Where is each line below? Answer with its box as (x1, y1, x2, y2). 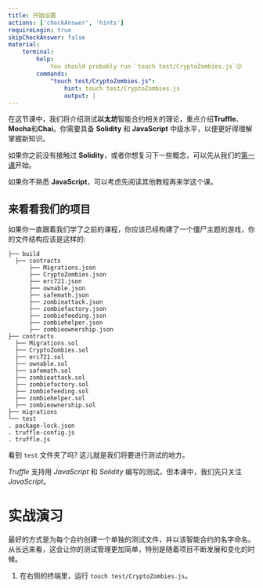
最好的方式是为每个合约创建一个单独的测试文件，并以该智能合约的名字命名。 (8, 535, 255, 544)
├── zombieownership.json (28, 326, 113, 334)
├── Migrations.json (28, 264, 96, 272)
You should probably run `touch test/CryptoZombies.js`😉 (49, 63, 243, 71)
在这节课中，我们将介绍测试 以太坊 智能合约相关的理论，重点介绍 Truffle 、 (8, 115, 243, 124)
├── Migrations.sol (15, 339, 79, 348)
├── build (8, 250, 41, 258)
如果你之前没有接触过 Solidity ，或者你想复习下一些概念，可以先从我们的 (8, 151, 241, 160)
